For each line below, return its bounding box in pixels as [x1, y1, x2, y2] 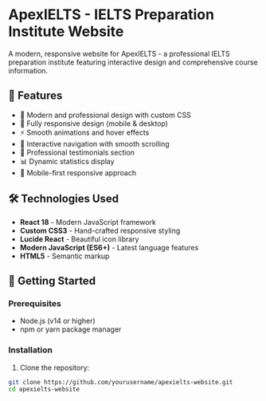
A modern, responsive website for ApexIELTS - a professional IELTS [8, 49, 230, 58]
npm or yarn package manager [19, 324, 122, 334]
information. [8, 65, 49, 75]
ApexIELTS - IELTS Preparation [8, 6, 215, 24]
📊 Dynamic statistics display [19, 156, 115, 166]
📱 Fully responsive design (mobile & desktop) [19, 118, 169, 128]
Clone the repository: [19, 363, 90, 372]
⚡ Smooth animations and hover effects [19, 128, 150, 137]
